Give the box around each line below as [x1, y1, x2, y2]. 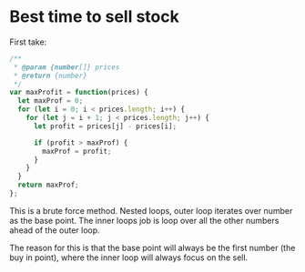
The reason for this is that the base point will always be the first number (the [9, 242, 296, 253]
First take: [9, 36, 47, 47]
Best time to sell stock [9, 6, 179, 27]
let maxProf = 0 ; [17, 96, 84, 106]
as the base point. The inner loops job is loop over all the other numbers [9, 215, 280, 226]
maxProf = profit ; [42, 146, 112, 156]
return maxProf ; [17, 180, 79, 190]
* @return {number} [13, 71, 88, 80]
